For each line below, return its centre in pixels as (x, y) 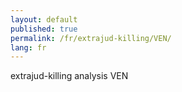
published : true (44, 29)
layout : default (44, 19)
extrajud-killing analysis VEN (69, 76)
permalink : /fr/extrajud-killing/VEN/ (91, 38)
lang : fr (28, 47)
